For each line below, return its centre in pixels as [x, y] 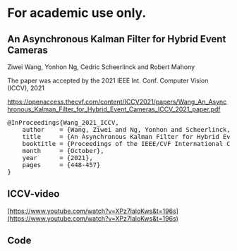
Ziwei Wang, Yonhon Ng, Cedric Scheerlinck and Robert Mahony [101, 67]
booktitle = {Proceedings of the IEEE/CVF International [123, 143]
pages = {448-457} [61, 165]
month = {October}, [63, 151]
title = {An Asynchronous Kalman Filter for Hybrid [121, 136]
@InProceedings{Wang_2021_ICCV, [63, 122]
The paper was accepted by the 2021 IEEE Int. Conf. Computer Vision [108, 80]
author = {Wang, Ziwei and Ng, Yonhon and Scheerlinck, [126, 129]
